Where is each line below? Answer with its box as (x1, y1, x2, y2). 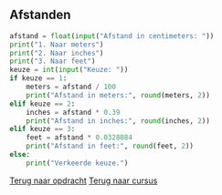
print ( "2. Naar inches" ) (9, 48, 104, 57)
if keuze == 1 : (9, 74, 68, 83)
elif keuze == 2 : (9, 99, 76, 108)
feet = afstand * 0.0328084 (26, 133, 132, 142)
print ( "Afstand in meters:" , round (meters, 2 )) (26, 90, 210, 99)
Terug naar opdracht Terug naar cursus (9, 175, 158, 186)
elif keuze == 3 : (9, 125, 76, 134)
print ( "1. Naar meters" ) (9, 40, 104, 49)
